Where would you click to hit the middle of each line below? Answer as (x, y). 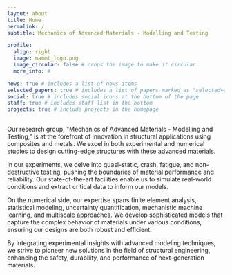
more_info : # (32, 71)
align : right (32, 52)
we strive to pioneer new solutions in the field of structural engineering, (109, 250)
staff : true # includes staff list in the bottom (80, 103)
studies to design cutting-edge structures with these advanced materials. (112, 151)
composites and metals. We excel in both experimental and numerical (106, 144)
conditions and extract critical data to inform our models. (88, 187)
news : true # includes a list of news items (72, 84)
